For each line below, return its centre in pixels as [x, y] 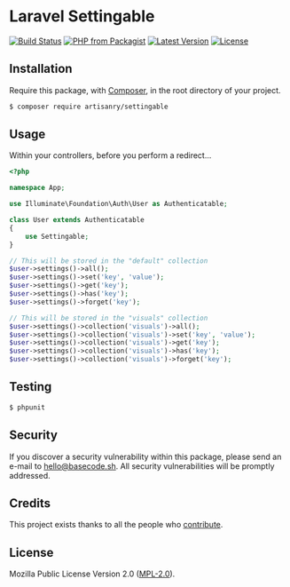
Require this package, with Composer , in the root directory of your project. [145, 90]
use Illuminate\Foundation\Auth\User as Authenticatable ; [118, 204]
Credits [30, 503]
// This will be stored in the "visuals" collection [109, 318]
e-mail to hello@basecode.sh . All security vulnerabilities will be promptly [142, 466]
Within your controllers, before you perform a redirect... [110, 155]
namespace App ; [37, 188]
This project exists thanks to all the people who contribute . [116, 525]
